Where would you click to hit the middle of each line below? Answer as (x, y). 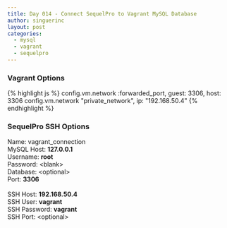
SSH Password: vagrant (42, 210)
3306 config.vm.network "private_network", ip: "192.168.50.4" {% (103, 101)
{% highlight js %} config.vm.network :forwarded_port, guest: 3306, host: (114, 93)
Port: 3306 (23, 179)
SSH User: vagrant (35, 202)
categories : (25, 34)
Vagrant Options (36, 78)
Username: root (30, 157)
